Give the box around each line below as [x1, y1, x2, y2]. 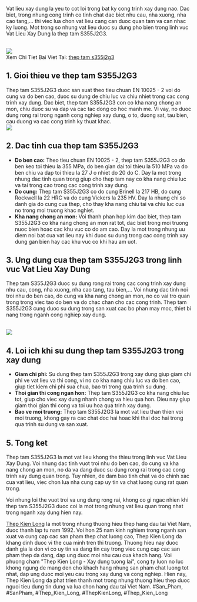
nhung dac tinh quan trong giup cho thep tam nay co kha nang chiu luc [14, 175, 186, 182]
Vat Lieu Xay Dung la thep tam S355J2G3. [6, 30, 108, 37]
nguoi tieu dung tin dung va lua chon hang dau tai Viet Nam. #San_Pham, [6, 583, 183, 590]
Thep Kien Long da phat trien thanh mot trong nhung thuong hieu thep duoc [6, 577, 190, 584]
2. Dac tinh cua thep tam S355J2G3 [6, 141, 139, 151]
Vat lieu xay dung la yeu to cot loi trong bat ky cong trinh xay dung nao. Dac [6, 5, 190, 12]
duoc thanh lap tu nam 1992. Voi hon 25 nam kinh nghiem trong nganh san [6, 526, 186, 534]
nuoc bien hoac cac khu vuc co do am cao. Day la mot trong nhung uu [14, 225, 185, 233]
